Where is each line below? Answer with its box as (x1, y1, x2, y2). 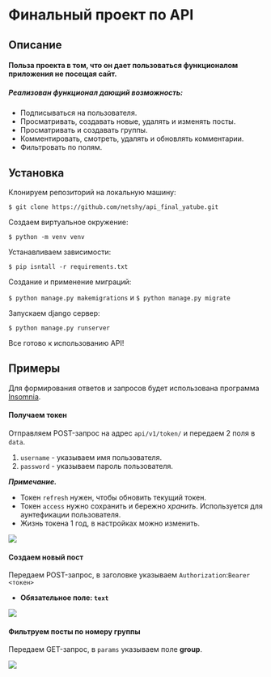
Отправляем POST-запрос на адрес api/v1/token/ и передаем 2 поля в (8, 428, 256, 438)
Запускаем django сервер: (8, 308, 100, 317)
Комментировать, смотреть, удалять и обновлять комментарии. (19, 134, 244, 143)
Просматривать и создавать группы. (19, 126, 148, 135)
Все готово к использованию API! (8, 338, 125, 347)
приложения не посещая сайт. (8, 69, 117, 79)
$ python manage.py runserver (8, 324, 111, 332)
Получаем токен (8, 411, 67, 420)
